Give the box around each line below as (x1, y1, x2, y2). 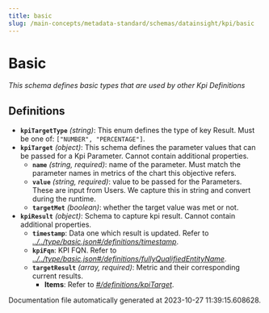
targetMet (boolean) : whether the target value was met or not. (32, 202, 239, 212)
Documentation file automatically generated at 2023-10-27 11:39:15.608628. (8, 295, 261, 305)
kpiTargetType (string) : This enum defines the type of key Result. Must (19, 126, 255, 136)
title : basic (8, 11, 53, 20)
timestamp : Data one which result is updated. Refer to (32, 228, 209, 238)
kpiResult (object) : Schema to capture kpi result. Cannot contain (19, 211, 236, 221)
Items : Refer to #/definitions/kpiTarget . (44, 280, 174, 290)
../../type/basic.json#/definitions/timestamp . (32, 237, 179, 247)
